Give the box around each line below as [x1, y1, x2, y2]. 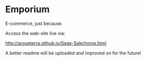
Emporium [5, 4, 50, 15]
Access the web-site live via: [5, 30, 65, 36]
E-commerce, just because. [5, 20, 63, 26]
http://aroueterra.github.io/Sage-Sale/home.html [5, 40, 106, 46]
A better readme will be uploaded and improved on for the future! [5, 50, 141, 56]
